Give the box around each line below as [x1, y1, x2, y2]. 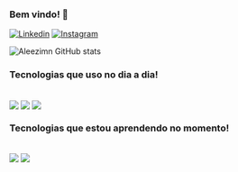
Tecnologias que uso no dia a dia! [9, 68, 159, 81]
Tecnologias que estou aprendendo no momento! [9, 122, 230, 134]
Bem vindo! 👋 [9, 8, 69, 21]
